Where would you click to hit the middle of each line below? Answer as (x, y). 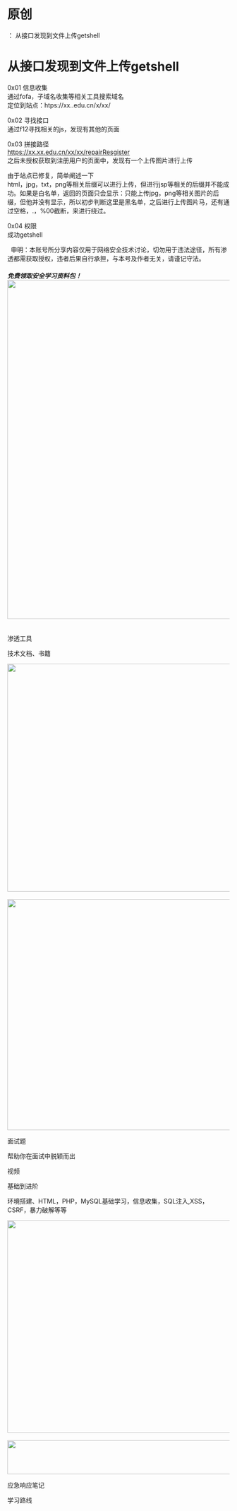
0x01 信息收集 (28, 87)
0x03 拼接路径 (28, 144)
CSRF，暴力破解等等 (37, 1210)
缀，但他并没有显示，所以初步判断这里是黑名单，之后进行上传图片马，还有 (115, 201)
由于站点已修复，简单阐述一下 (50, 175)
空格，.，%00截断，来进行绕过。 (61, 211)
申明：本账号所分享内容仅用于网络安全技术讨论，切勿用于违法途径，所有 (115, 249)
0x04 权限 (22, 225)
